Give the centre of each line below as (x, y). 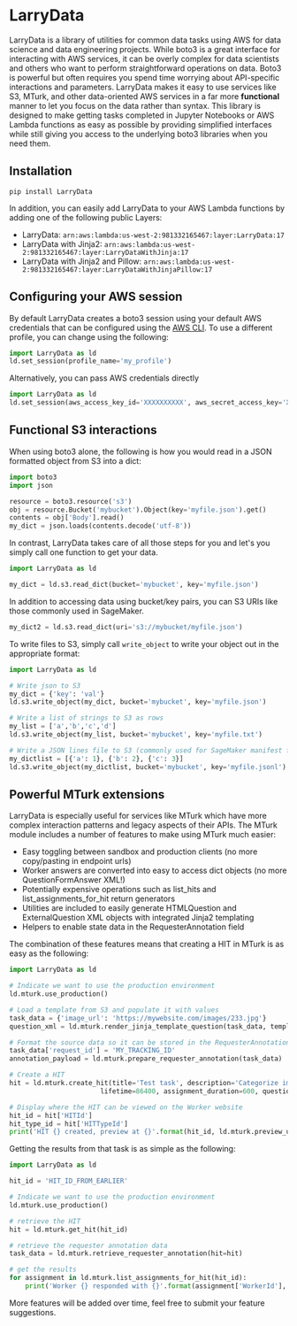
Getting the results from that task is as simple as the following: (122, 1149)
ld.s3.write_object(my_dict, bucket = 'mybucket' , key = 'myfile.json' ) (138, 702)
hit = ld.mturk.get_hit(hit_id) (69, 1230)
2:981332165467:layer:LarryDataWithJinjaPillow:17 (117, 270)
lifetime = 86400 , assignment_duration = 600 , (179, 1091)
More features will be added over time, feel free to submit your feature (137, 1303)
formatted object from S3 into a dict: (75, 460)
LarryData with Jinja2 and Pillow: (82, 261)
